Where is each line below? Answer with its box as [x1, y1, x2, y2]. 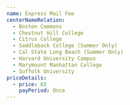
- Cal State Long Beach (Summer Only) [12, 49, 124, 56]
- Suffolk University [12, 68, 75, 75]
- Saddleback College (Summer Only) [12, 42, 118, 49]
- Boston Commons [12, 23, 63, 30]
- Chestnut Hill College [12, 29, 84, 37]
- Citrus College [12, 36, 63, 43]
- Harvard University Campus [12, 55, 96, 62]
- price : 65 [12, 81, 47, 88]
